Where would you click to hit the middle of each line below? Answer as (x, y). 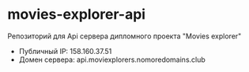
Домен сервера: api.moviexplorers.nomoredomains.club (112, 59)
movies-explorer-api (77, 14)
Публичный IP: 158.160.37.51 (65, 51)
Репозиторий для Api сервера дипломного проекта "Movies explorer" (124, 36)
